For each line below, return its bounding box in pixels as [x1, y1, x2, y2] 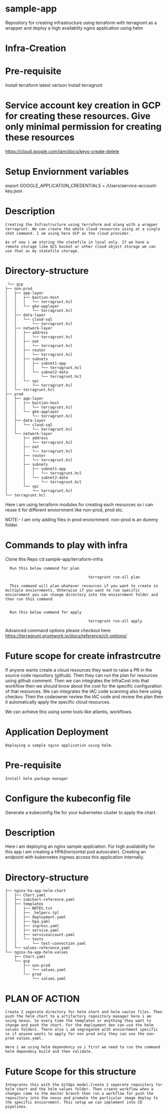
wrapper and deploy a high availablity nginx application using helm [5, 25, 143, 31]
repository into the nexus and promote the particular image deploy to [5, 1095, 158, 1100]
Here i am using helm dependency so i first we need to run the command [5, 1045, 160, 1050]
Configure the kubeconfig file [5, 793, 131, 804]
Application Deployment [5, 726, 109, 737]
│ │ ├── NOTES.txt [5, 906, 53, 911]
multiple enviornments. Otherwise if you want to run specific [5, 588, 140, 593]
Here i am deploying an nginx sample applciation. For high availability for [5, 843, 155, 849]
